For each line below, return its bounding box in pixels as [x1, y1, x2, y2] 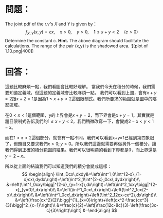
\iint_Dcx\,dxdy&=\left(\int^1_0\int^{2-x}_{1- [55, 171, 142, 177]
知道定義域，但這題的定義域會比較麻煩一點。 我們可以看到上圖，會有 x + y [9, 90, 157, 95]
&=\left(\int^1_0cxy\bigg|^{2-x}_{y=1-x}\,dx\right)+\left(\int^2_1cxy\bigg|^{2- [6, 182, 157, 187]
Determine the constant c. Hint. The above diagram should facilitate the [5, 37, 149, 43]
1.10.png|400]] [5, 48, 34, 54]
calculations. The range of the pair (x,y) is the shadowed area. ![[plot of [5, 43, 148, 49]
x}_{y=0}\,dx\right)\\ [15, 186, 56, 192]
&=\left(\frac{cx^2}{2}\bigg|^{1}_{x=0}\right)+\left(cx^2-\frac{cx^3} [15, 197, 149, 203]
